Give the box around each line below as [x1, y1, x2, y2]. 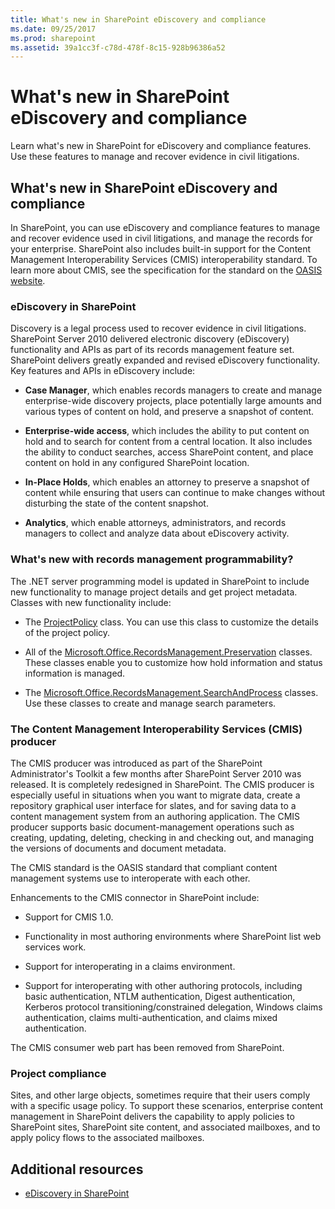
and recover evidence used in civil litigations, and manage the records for [10, 232, 313, 244]
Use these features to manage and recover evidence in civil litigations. [10, 151, 300, 163]
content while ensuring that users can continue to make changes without [24, 487, 326, 499]
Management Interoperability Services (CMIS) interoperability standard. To [10, 254, 318, 265]
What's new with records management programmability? [10, 552, 294, 566]
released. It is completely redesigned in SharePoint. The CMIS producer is [10, 778, 315, 790]
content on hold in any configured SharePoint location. [24, 457, 250, 469]
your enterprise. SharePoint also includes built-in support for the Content [10, 243, 312, 255]
